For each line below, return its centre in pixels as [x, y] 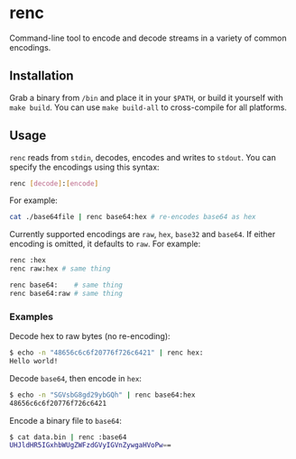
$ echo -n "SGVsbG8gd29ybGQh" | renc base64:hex [102, 395]
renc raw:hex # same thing [60, 269]
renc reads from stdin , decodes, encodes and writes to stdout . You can [143, 157]
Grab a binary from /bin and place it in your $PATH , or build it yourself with [146, 97]
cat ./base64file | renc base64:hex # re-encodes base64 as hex [133, 217]
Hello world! [34, 361]
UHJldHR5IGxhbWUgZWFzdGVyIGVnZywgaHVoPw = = [90, 445]
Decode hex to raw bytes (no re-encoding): [90, 336]
